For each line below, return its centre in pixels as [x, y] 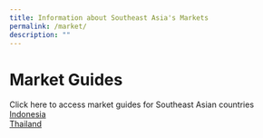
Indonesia [28, 114]
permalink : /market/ [49, 26]
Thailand [26, 124]
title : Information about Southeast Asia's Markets [109, 18]
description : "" [40, 34]
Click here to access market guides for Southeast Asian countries [132, 104]
